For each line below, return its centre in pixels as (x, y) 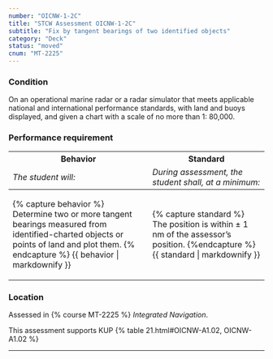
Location (26, 297)
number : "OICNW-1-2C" (45, 16)
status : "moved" (36, 46)
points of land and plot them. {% (74, 244)
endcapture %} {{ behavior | (66, 254)
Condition (28, 82)
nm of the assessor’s (192, 234)
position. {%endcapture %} (204, 244)
